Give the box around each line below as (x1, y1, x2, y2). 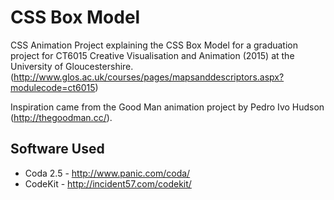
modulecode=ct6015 (10, 81, 96, 93)
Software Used (10, 141, 105, 158)
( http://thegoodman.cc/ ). (10, 111, 113, 123)
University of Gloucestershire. (10, 60, 134, 72)
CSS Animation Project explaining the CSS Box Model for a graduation (10, 39, 299, 51)
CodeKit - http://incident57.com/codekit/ (24, 177, 192, 190)
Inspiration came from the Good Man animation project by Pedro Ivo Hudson (10, 101, 325, 113)
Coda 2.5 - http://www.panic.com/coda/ (24, 167, 191, 179)
